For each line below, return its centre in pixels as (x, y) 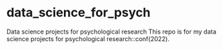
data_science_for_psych (79, 13)
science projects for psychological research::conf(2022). (88, 38)
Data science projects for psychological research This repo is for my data (111, 32)
